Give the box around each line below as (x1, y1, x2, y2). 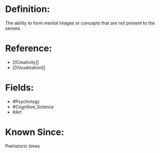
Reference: (5, 43, 52, 54)
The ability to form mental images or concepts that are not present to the (5, 20, 155, 26)
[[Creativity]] (12, 59, 39, 65)
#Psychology (12, 98, 40, 104)
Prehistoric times (5, 143, 40, 149)
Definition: (5, 3, 50, 15)
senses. (5, 25, 21, 31)
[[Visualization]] (12, 64, 45, 70)
